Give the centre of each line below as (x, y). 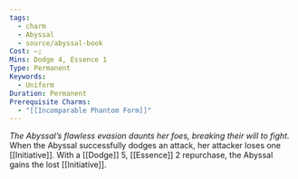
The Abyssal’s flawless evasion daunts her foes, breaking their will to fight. (149, 136)
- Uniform (36, 85)
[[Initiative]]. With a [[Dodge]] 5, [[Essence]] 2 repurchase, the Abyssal (141, 155)
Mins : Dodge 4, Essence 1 (58, 60)
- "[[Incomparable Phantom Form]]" (85, 110)
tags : (19, 18)
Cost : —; (26, 52)
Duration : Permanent (48, 93)
